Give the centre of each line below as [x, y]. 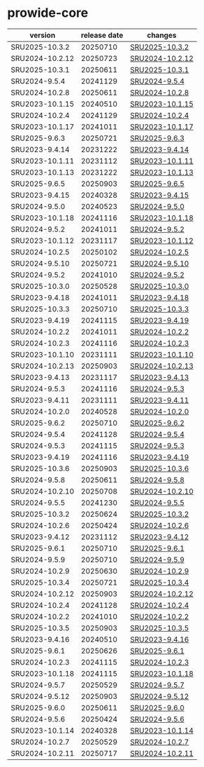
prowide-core [48, 13]
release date [102, 35]
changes [161, 35]
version [43, 35]
